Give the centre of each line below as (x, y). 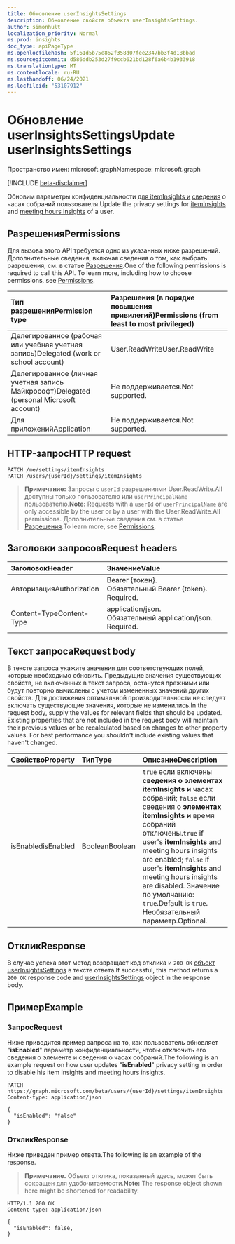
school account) (37, 362)
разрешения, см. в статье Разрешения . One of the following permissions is (117, 265)
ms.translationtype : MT (42, 66)
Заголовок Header (42, 568)
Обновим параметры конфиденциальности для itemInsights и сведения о (116, 196)
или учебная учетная (47, 345)
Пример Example (45, 1007)
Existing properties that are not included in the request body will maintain (113, 721)
